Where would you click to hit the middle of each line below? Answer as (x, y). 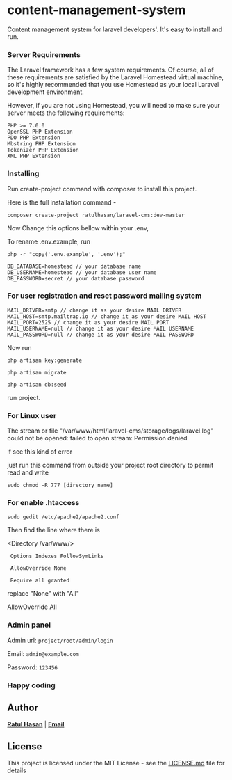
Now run (19, 347)
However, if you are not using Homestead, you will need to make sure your (114, 106)
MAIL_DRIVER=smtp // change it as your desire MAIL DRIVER (94, 310)
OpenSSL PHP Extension (40, 132)
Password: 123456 (32, 667)
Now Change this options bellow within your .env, (78, 228)
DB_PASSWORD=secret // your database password (76, 278)
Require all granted (40, 581)
